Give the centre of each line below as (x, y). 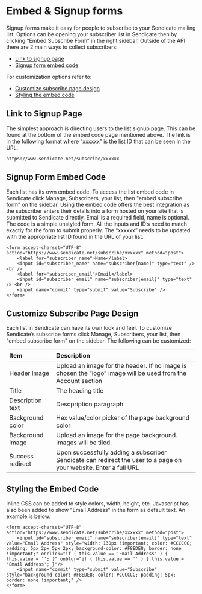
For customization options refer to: (49, 77)
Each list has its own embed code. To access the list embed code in (90, 192)
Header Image (29, 373)
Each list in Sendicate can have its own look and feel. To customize (89, 328)
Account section (79, 381)
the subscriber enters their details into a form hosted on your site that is (95, 211)
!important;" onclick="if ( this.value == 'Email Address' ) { (87, 554)
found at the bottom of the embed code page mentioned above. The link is (98, 134)
